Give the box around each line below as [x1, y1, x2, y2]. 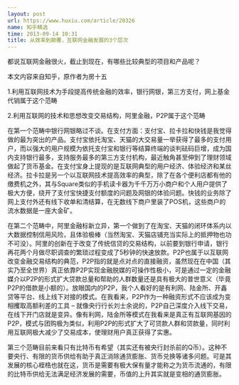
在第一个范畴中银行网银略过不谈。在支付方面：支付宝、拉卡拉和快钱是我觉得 [7, 126, 232, 135]
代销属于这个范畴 [7, 97, 58, 105]
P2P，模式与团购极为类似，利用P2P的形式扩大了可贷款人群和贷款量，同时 [7, 319, 224, 327]
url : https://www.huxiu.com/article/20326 [7, 17, 135, 24]
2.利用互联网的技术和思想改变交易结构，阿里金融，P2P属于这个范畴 [7, 112, 206, 120]
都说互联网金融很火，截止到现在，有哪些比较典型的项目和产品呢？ [7, 58, 201, 66]
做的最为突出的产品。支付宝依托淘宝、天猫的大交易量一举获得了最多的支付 [7, 136, 225, 144]
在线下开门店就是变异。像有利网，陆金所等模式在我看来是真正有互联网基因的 [7, 310, 232, 319]
